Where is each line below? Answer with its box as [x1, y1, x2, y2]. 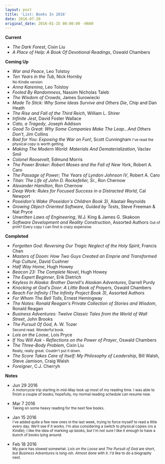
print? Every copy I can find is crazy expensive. [12, 225, 93, 230]
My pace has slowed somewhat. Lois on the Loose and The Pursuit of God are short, [12, 447, 156, 452]
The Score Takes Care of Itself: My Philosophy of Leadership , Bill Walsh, [12, 353, 160, 359]
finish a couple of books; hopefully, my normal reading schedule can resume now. [12, 392, 151, 397]
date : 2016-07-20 [5, 16, 41, 21]
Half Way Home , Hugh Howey [12, 264, 73, 270]
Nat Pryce [12, 209, 33, 215]
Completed [5, 233, 29, 239]
